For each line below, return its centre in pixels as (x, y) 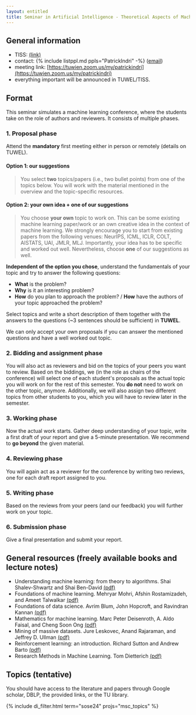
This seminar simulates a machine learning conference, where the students (96, 112)
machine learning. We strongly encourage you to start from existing (101, 230)
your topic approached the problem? (58, 303)
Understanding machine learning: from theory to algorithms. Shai (92, 581)
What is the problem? (41, 284)
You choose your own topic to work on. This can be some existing (100, 218)
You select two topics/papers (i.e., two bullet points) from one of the (103, 179)
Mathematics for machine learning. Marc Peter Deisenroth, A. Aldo (94, 619)
